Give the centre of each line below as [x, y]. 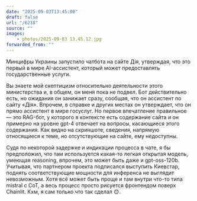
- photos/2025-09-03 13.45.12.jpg [59, 39]
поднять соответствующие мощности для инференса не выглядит [90, 173]
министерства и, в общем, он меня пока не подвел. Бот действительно [96, 92]
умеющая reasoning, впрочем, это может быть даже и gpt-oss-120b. [93, 160]
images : [16, 34]
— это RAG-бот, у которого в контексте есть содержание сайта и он [93, 117]
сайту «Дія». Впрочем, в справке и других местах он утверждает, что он [98, 104]
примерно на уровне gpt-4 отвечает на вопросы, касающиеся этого [93, 123]
